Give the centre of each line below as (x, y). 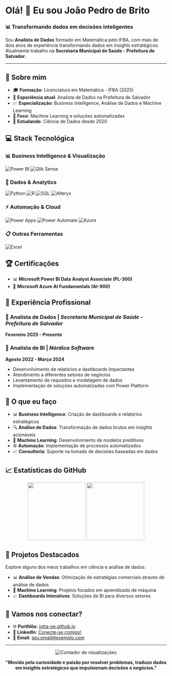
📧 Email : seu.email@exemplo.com (49, 637)
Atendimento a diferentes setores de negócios (61, 374)
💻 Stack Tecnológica (40, 138)
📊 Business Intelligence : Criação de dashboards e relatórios (77, 414)
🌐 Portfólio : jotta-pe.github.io (44, 626)
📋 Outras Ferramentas (34, 234)
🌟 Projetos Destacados (42, 555)
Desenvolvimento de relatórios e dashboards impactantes (73, 369)
